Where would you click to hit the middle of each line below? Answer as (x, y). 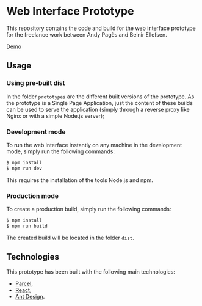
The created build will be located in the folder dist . (70, 238)
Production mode (33, 195)
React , (23, 290)
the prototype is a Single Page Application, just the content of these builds (100, 103)
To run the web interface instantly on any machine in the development (94, 145)
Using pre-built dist (36, 83)
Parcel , (24, 283)
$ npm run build (27, 226)
